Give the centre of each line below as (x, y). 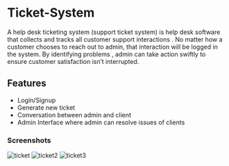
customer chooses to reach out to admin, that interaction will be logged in (113, 47)
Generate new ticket (46, 107)
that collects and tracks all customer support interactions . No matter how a (115, 39)
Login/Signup (36, 100)
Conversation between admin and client (74, 115)
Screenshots (29, 140)
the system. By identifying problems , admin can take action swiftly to (107, 54)
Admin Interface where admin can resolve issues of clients (101, 122)
